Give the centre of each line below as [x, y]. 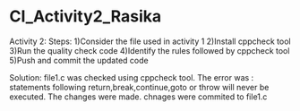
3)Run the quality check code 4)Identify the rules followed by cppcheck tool [150, 50]
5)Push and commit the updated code [79, 60]
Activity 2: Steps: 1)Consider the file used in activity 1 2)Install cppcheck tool [150, 41]
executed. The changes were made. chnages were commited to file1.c [138, 97]
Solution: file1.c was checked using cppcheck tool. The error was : [132, 77]
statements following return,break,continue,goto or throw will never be [139, 87]
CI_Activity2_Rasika [86, 17]
